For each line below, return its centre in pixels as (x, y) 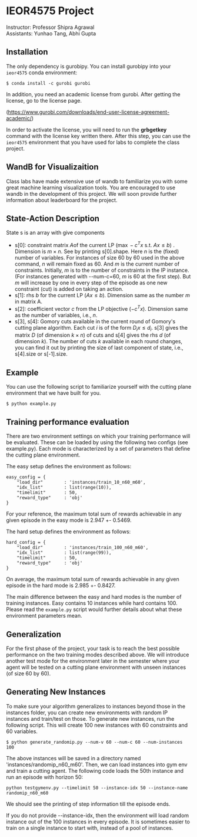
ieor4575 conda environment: (42, 73)
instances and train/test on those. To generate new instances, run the (90, 718)
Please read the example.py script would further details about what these (94, 609)
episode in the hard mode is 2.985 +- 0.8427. (61, 586)
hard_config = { (26, 543)
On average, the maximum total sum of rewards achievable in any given (93, 579)
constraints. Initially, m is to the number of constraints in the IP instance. (102, 270)
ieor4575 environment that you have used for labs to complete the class (93, 142)
